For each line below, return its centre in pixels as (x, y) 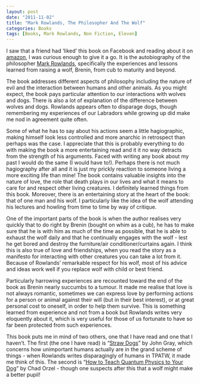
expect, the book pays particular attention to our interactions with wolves (96, 94)
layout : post (22, 12)
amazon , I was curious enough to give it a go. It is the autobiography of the (98, 57)
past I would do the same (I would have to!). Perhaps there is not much (93, 163)
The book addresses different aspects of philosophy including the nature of (99, 82)
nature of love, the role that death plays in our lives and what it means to (95, 182)
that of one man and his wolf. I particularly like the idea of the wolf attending (100, 201)
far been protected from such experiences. (59, 325)
